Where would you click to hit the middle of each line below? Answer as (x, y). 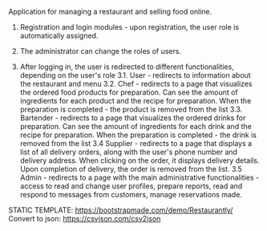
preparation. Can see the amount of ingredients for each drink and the (136, 126)
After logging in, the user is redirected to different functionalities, (127, 67)
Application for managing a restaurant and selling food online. (110, 12)
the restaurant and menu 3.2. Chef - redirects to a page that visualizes (136, 84)
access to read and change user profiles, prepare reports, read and (131, 186)
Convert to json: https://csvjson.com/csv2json (85, 219)
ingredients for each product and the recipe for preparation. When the (136, 101)
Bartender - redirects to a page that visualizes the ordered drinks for (133, 118)
